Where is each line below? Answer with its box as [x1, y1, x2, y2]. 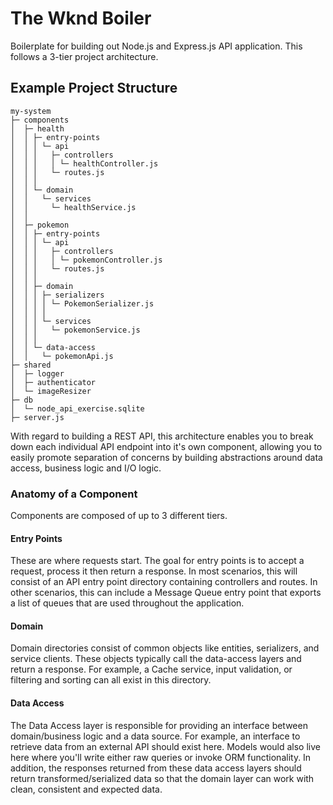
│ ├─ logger [10, 368, 65, 379]
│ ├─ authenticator [10, 377, 97, 387]
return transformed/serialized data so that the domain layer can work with [10, 772, 315, 784]
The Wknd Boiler [10, 7, 152, 30]
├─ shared [10, 360, 52, 370]
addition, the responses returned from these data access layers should [10, 762, 302, 774]
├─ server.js [10, 412, 65, 422]
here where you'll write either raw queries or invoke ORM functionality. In [10, 751, 312, 763]
